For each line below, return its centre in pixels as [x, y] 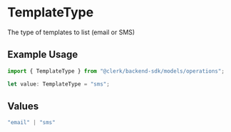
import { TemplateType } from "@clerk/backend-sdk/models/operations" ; [116, 71]
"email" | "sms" [31, 123]
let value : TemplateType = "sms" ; [59, 84]
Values [23, 106]
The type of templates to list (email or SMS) [71, 32]
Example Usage [43, 55]
